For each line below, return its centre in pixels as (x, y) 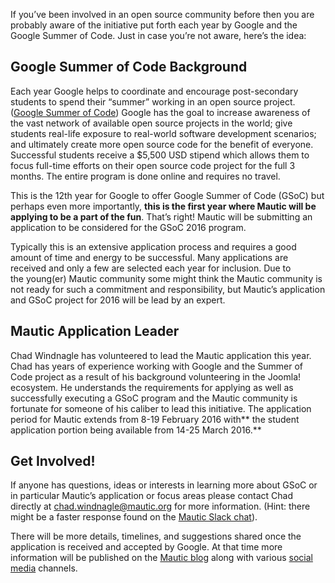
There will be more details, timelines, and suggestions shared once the (156, 536)
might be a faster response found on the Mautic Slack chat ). (134, 517)
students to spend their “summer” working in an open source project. (153, 101)
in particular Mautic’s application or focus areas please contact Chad (152, 496)
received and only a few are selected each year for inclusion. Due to (151, 268)
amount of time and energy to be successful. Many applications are (149, 257)
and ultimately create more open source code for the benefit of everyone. (162, 144)
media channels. (44, 568)
